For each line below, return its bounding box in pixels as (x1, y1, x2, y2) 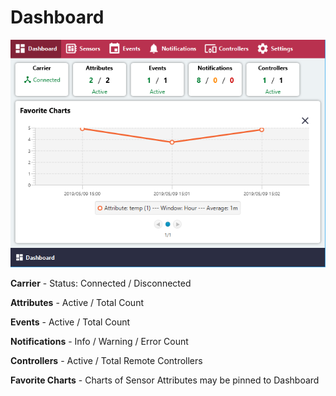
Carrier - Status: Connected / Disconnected (10, 277, 192, 290)
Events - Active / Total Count (10, 316, 131, 328)
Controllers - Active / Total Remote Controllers (10, 355, 203, 367)
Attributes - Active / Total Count (10, 297, 144, 309)
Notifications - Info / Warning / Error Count (10, 336, 189, 348)
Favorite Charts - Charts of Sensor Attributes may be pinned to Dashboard (10, 374, 320, 386)
